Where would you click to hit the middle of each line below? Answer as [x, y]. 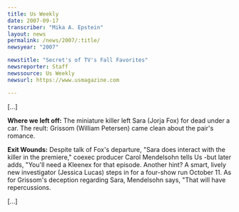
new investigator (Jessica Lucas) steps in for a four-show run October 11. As [119, 172]
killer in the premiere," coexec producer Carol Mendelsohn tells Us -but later [119, 157]
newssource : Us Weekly [41, 73]
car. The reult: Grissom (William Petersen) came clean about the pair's [111, 128]
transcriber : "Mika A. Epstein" [55, 27]
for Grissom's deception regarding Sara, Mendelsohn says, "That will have [117, 180]
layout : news [27, 34]
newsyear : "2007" [33, 47]
